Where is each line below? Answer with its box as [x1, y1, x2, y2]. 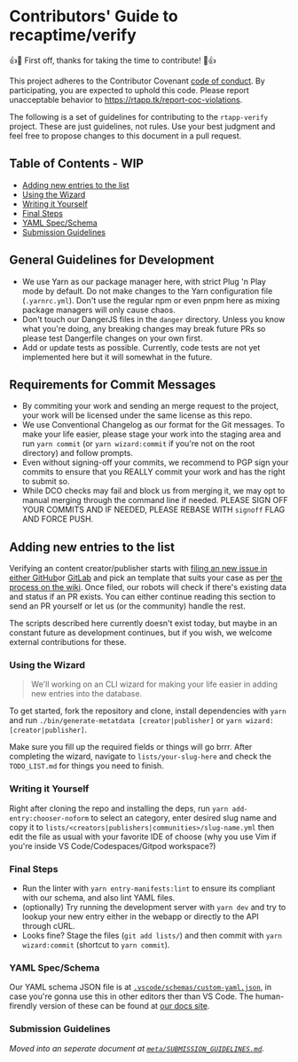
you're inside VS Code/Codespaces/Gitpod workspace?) [9, 840, 216, 851]
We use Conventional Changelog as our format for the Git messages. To [21, 420, 286, 430]
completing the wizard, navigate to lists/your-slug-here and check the [9, 751, 272, 762]
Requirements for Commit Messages [9, 377, 216, 392]
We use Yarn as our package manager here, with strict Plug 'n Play [21, 276, 266, 287]
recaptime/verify [9, 25, 137, 45]
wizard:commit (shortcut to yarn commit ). [21, 940, 170, 950]
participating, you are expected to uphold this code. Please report [9, 84, 250, 95]
